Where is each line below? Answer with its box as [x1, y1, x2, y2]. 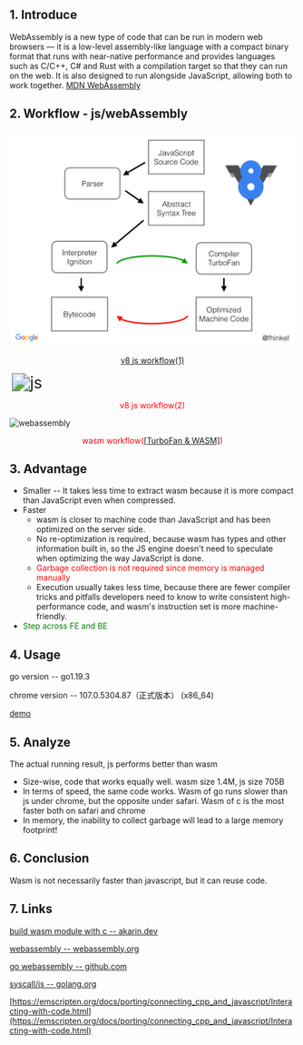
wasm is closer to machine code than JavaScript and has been [35, 514, 271, 526]
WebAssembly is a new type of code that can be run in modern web [9, 31, 263, 42]
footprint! [22, 824, 58, 835]
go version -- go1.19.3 [9, 671, 91, 682]
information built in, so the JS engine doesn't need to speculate [35, 543, 274, 554]
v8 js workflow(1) [120, 355, 185, 366]
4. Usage [9, 647, 61, 662]
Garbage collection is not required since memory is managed [35, 563, 265, 574]
